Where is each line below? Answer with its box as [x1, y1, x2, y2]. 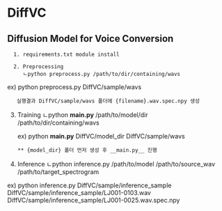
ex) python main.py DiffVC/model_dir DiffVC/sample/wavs [17, 132, 186, 140]
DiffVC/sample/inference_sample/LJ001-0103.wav [7, 189, 152, 196]
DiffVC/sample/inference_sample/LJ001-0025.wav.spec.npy [7, 196, 180, 204]
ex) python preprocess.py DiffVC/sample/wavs [7, 83, 142, 91]
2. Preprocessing [13, 63, 64, 70]
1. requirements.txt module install [13, 51, 120, 58]
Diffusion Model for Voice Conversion [7, 33, 174, 45]
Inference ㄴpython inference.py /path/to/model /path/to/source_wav [17, 160, 216, 168]
